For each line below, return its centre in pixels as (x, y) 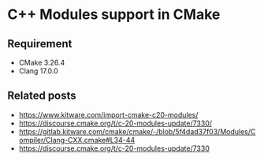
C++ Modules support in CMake (114, 15)
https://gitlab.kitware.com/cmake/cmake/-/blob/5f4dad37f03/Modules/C (137, 131)
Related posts (42, 96)
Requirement (40, 44)
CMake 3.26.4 (42, 62)
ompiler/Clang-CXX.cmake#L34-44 (77, 140)
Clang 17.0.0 (38, 71)
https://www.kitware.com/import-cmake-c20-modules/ (108, 114)
